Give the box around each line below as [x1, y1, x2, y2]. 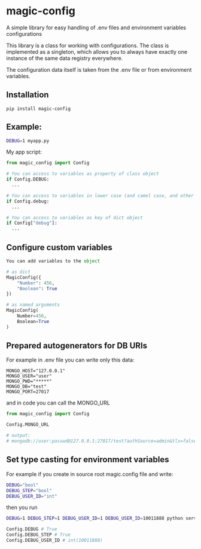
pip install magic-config [6, 106, 71, 112]
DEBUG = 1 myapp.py [6, 137, 50, 144]
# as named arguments [6, 302, 60, 308]
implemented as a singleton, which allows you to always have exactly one [6, 48, 187, 55]
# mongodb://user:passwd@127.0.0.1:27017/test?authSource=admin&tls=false [6, 438, 197, 444]
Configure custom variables [6, 242, 112, 252]
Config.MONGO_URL [6, 422, 50, 428]
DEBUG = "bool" [6, 482, 39, 488]
